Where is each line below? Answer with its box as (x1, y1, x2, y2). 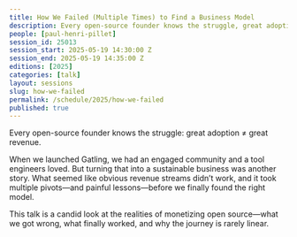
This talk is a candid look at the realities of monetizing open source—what (9, 209, 278, 219)
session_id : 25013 (9, 37, 77, 47)
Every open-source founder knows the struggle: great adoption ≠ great (9, 127, 269, 138)
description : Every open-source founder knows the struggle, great (9, 21, 263, 30)
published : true (9, 103, 69, 112)
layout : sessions (9, 79, 73, 88)
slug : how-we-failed (9, 87, 86, 96)
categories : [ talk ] (9, 71, 81, 80)
